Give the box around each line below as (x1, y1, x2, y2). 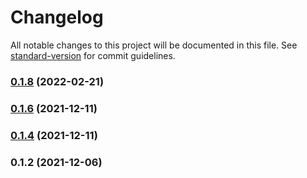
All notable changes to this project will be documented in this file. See (10, 39, 298, 51)
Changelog (10, 6, 104, 29)
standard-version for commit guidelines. (10, 49, 176, 61)
